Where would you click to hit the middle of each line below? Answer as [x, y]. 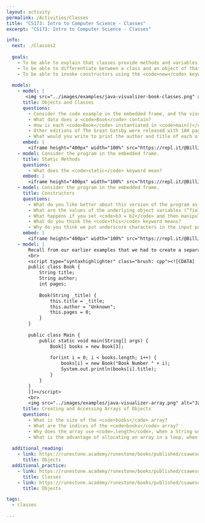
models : [22, 85]
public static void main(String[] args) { [94, 341]
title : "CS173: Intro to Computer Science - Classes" [76, 23]
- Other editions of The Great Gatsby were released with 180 [109, 131]
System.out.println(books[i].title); [109, 369]
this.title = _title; [77, 301]
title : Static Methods [51, 159]
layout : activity [28, 12]
